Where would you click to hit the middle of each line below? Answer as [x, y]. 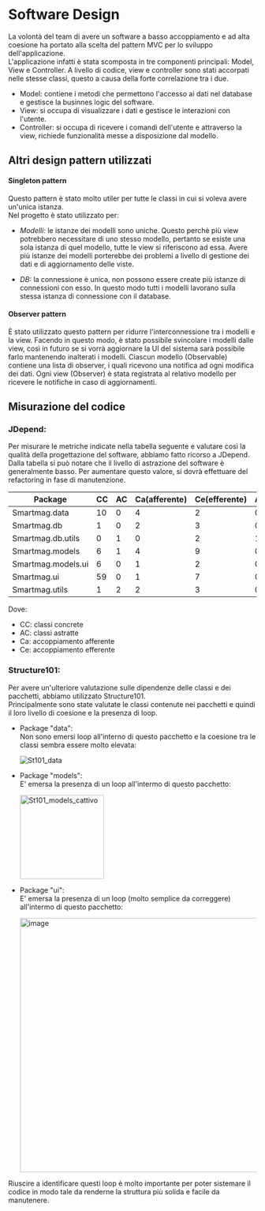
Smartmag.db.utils [46, 539]
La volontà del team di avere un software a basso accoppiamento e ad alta [129, 36]
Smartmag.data [41, 513]
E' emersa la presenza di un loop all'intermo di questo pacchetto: [125, 784]
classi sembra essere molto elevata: [78, 745]
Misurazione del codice [67, 407]
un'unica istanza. [36, 206]
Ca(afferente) [161, 499]
